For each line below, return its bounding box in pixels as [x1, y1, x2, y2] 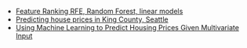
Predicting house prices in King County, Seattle [15, 15, 169, 24]
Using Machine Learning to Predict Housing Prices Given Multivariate [15, 23, 239, 32]
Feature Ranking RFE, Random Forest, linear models [15, 7, 183, 15]
